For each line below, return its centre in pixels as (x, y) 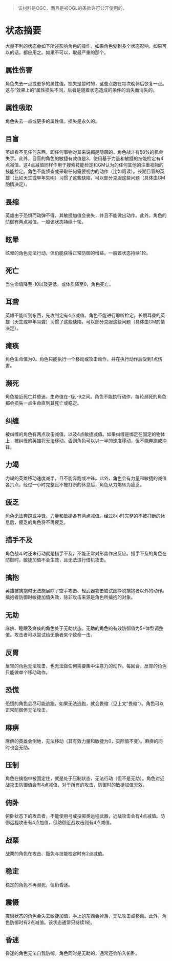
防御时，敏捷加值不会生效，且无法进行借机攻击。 (57, 559)
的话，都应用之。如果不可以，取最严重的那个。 (59, 52)
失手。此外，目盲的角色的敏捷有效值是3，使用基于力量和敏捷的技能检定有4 (84, 158)
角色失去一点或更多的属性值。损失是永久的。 (52, 121)
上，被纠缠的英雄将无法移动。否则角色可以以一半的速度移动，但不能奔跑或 (84, 441)
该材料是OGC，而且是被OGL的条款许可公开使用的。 (72, 8)
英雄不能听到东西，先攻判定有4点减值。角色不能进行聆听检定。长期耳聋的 (83, 315)
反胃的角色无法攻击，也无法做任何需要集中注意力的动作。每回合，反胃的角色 (86, 666)
